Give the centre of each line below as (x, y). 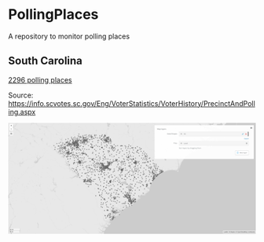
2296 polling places (40, 79)
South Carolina (45, 61)
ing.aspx (22, 112)
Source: (21, 95)
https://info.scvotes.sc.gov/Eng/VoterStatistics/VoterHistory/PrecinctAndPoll (132, 103)
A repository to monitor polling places (69, 36)
